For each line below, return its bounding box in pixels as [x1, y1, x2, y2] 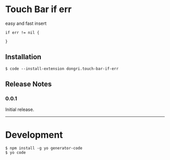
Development [5, 129, 63, 140]
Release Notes [5, 80, 52, 89]
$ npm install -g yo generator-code [5, 146, 82, 151]
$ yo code [5, 150, 26, 155]
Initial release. [5, 106, 34, 112]
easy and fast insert [5, 20, 47, 26]
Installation [5, 53, 41, 61]
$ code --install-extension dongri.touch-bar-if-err [5, 66, 119, 71]
